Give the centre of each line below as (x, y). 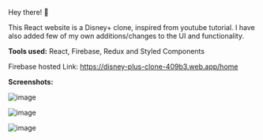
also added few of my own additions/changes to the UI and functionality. (126, 36)
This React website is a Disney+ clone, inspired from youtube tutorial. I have (131, 27)
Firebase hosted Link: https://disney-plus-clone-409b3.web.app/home (123, 66)
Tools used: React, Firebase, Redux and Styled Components (107, 51)
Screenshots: (31, 82)
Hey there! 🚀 (28, 12)
